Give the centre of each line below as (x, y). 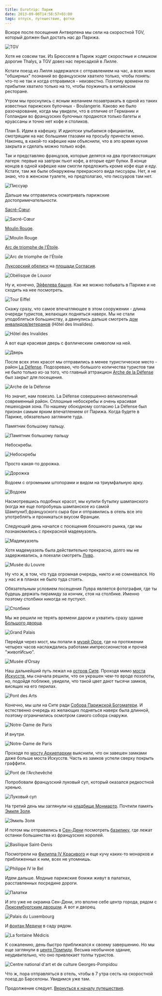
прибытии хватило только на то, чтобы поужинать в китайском (70, 86)
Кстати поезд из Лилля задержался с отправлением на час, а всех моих (80, 71)
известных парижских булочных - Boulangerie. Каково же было (71, 106)
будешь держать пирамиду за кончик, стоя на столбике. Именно (72, 594)
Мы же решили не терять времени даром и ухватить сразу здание (74, 618)
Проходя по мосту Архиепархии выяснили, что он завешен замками (76, 753)
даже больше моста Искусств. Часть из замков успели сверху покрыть (79, 758)
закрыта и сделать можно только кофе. (46, 147)
